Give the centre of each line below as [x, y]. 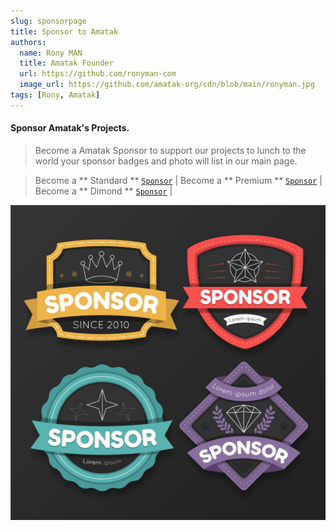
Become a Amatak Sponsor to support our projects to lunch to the [170, 150]
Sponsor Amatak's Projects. [70, 128]
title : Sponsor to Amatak [64, 31]
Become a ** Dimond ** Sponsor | [103, 191]
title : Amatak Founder [66, 63]
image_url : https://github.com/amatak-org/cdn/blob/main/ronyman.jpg [167, 85]
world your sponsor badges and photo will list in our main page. [166, 161]
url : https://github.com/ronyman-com [98, 74]
